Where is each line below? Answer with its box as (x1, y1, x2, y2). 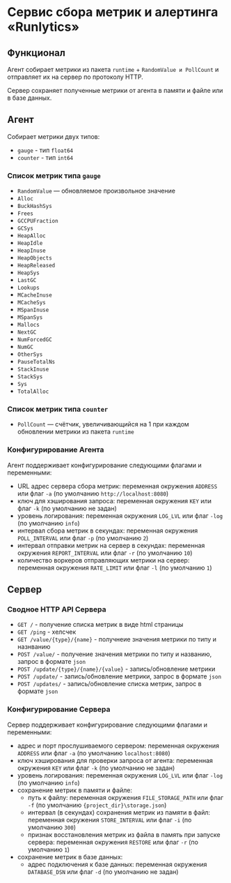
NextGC (17, 329, 37, 336)
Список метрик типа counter (7, 404, 109, 414)
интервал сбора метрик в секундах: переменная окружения (17, 526, 198, 535)
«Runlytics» (7, 19, 80, 35)
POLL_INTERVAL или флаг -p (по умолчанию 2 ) (17, 533, 149, 542)
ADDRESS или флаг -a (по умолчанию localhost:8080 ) (17, 748, 170, 757)
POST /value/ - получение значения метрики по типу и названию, (17, 650, 212, 658)
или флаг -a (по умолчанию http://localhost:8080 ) (17, 489, 169, 498)
